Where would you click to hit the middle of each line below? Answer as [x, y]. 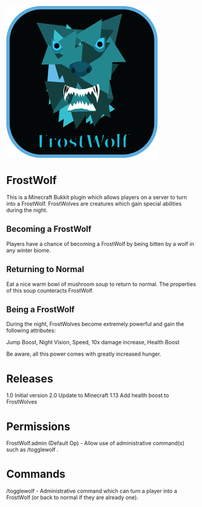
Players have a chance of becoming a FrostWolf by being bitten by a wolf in [100, 243]
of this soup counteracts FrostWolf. [50, 290]
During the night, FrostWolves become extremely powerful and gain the [95, 324]
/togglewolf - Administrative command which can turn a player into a [92, 491]
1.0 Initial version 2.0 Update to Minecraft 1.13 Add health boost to [88, 395]
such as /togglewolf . [32, 450]
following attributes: [31, 330]
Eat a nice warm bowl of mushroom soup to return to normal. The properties [101, 284]
